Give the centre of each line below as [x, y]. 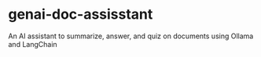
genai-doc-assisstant [81, 14]
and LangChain [33, 44]
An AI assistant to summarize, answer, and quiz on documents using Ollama [131, 36]
